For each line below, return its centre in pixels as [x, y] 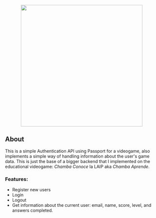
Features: [17, 179]
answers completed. [33, 210]
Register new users [31, 190]
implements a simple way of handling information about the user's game [77, 156]
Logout [19, 200]
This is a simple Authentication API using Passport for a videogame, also [78, 151]
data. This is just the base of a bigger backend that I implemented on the [78, 161]
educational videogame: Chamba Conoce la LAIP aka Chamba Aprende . [77, 166]
